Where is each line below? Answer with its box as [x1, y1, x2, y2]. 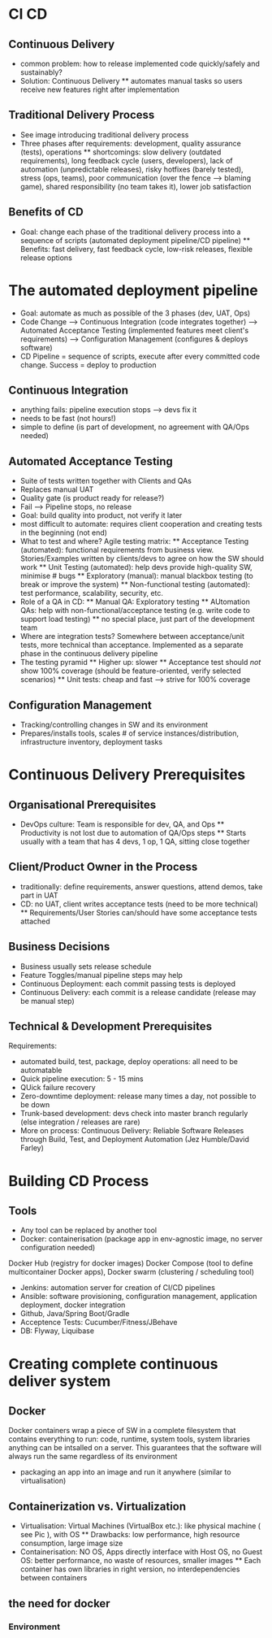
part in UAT [19, 890, 58, 900]
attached [19, 916, 50, 926]
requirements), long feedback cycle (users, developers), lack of [19, 155, 233, 165]
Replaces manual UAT [19, 484, 94, 494]
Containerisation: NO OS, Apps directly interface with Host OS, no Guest [19, 1547, 262, 1557]
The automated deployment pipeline [8, 281, 258, 299]
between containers [19, 1573, 88, 1583]
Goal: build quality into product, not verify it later [19, 511, 183, 520]
